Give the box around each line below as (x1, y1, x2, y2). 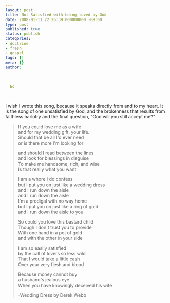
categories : (5, 36, 31, 42)
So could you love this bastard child (17, 218, 94, 225)
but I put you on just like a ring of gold (17, 203, 99, 209)
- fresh (5, 46, 22, 51)
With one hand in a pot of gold (17, 229, 82, 236)
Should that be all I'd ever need (17, 134, 84, 140)
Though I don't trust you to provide (17, 224, 92, 230)
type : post (5, 22, 29, 27)
